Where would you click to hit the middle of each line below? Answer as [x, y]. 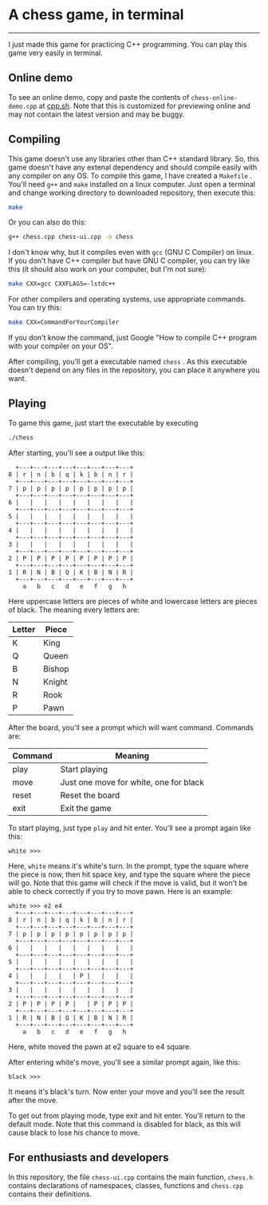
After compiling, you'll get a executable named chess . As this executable [128, 362]
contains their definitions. [50, 1194]
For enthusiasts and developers [89, 1157]
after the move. [33, 1100]
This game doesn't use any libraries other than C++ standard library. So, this [134, 158]
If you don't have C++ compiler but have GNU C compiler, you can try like [129, 260]
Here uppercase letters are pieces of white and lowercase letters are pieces [133, 601]
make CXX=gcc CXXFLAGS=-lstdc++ [62, 284]
